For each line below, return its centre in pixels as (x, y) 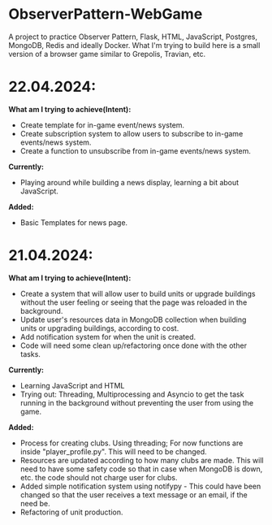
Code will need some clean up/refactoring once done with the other (134, 345)
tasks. (30, 354)
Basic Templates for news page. (74, 222)
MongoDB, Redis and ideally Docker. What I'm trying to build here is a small (134, 45)
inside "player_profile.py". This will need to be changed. (113, 451)
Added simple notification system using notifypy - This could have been (140, 486)
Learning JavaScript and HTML (72, 385)
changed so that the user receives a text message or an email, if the (134, 495)
